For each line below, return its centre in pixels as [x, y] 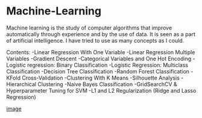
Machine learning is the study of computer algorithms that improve [89, 28]
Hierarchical [21, 84]
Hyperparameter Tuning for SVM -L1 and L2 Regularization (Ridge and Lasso [101, 90]
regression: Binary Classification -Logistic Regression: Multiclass [108, 65]
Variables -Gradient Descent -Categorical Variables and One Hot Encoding [99, 58]
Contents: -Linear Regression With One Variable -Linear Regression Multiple [101, 52]
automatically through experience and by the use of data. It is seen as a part [101, 34]
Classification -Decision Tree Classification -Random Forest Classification [98, 71]
